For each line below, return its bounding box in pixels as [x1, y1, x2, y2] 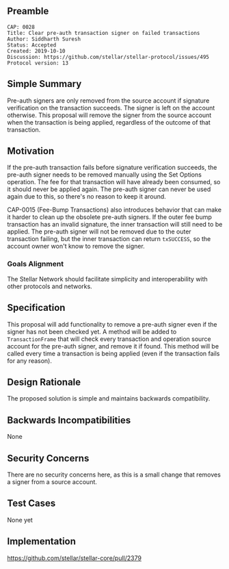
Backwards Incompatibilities [7, 414, 131, 426]
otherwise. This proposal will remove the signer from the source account [7, 111, 212, 119]
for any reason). [7, 356, 53, 365]
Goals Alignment [7, 260, 64, 269]
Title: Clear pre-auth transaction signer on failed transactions [7, 29, 200, 36]
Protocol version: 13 [7, 60, 69, 66]
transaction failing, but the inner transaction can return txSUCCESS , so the [7, 235, 211, 243]
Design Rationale [7, 376, 81, 388]
